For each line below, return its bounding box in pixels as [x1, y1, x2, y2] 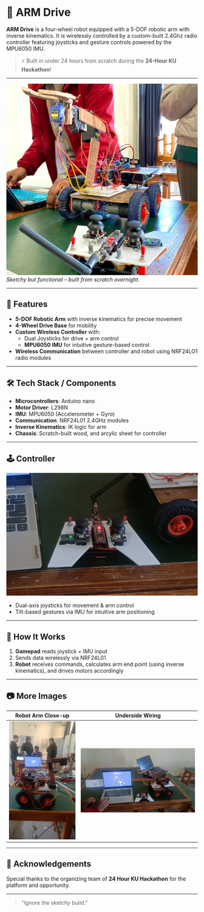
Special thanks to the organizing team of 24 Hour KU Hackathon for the [6, 875, 186, 882]
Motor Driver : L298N [15, 403, 69, 411]
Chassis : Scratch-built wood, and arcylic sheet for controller [15, 430, 167, 437]
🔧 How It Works [6, 631, 66, 642]
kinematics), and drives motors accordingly [15, 667, 124, 674]
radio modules [15, 354, 52, 361]
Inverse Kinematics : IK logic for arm [15, 423, 107, 430]
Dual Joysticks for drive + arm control [24, 334, 119, 342]
